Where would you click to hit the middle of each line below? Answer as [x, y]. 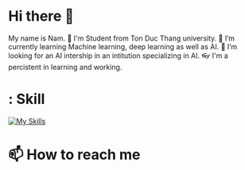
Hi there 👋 [41, 16]
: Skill [27, 99]
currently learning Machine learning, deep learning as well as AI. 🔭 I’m [122, 46]
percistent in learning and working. [65, 67]
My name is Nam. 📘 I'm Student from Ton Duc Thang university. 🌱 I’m [122, 38]
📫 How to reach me [74, 155]
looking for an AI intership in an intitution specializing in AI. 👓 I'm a [118, 56]
